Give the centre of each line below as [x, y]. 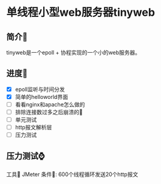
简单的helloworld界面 [42, 97]
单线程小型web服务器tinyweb [81, 12]
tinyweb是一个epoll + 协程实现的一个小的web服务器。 [74, 53]
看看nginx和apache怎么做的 [50, 104]
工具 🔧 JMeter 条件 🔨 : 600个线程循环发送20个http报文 [72, 174]
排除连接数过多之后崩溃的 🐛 [49, 112]
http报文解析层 [33, 128]
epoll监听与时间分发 [40, 89]
